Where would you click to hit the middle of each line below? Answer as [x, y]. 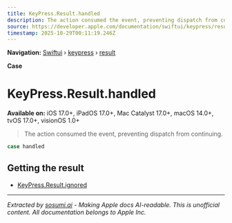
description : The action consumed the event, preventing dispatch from [112, 20]
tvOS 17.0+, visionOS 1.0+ [43, 121]
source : [18, 26]
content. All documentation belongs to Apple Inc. [77, 212]
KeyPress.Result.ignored [52, 185]
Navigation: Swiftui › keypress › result [61, 53]
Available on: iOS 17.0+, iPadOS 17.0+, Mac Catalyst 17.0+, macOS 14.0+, [110, 113]
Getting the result [46, 168]
